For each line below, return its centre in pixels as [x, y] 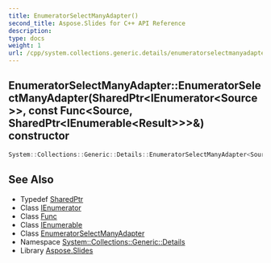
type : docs [27, 38]
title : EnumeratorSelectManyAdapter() [73, 16]
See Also [31, 180]
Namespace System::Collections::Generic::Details [102, 241]
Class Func [39, 216]
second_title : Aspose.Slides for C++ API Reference [97, 23]
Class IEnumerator [51, 208]
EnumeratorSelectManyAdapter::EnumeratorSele [135, 86]
